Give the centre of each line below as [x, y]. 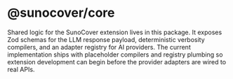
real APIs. [21, 69]
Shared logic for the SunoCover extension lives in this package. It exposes [115, 32]
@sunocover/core [61, 13]
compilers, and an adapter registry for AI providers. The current [99, 47]
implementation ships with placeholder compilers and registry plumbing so [115, 55]
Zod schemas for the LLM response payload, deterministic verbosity [106, 39]
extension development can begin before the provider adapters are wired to [117, 62]
